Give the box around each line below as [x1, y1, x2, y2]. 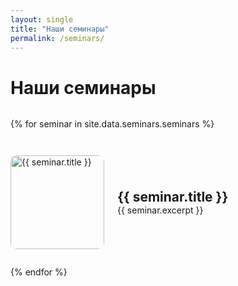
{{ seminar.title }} [117, 189, 229, 206]
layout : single [10, 14, 74, 25]
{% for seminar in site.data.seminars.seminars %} [10, 118, 215, 130]
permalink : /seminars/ [10, 33, 105, 43]
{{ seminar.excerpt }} [117, 204, 204, 216]
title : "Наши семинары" [10, 24, 110, 34]
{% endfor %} [10, 266, 68, 278]
